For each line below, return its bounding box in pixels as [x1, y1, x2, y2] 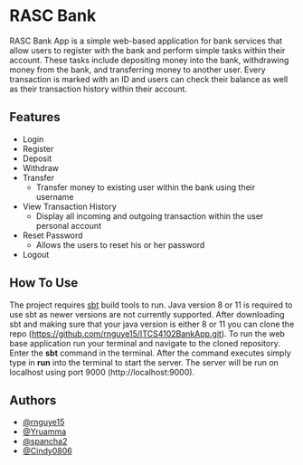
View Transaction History [22, 201, 118, 212]
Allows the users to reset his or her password [35, 239, 205, 250]
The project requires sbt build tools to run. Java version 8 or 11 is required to [9, 299, 293, 310]
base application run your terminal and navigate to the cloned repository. [9, 337, 280, 348]
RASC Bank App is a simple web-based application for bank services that [9, 35, 283, 46]
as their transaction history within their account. [9, 83, 188, 94]
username [35, 191, 74, 202]
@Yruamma [22, 426, 67, 437]
